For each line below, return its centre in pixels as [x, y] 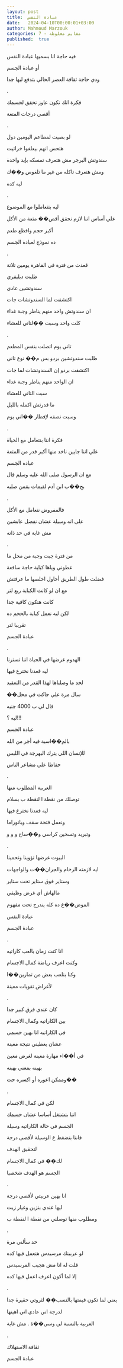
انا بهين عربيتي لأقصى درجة [37, 1196]
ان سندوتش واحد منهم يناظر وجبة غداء [49, 311]
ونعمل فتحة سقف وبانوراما [36, 822]
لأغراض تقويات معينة [29, 986]
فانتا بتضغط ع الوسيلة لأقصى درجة [44, 1137]
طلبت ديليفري [22, 276]
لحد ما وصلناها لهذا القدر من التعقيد [45, 682]
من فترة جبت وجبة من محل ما [40, 556]
